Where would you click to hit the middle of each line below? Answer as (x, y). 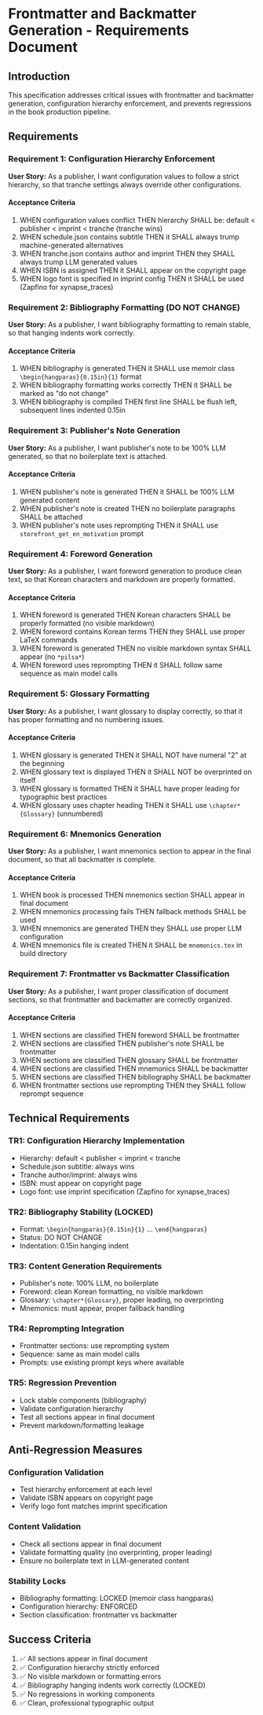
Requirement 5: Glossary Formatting (79, 694)
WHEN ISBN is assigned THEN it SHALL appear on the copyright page (133, 270)
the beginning (42, 763)
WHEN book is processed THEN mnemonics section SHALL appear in (132, 895)
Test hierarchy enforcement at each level (86, 1490)
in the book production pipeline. (60, 112)
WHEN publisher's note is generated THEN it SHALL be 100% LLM (127, 491)
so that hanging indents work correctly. (71, 333)
